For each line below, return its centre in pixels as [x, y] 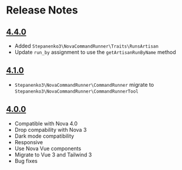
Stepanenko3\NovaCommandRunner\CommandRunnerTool [77, 91]
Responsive [28, 142]
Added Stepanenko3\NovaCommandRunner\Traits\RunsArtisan [86, 46]
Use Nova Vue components [48, 148]
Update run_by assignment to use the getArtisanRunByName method [95, 52]
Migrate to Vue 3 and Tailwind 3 [53, 154]
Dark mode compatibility [44, 136]
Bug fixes [26, 161]
